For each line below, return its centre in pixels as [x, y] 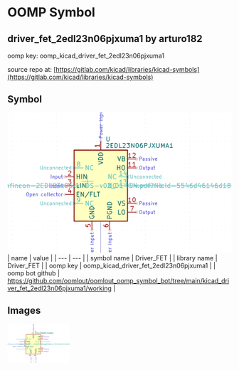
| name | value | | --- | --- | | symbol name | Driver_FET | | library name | [113, 258]
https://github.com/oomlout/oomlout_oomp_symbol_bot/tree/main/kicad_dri [118, 280]
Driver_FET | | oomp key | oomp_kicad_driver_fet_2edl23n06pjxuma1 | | [112, 265]
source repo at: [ [32, 69]
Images [24, 311]
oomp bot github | [34, 273]
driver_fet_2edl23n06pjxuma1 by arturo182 [105, 39]
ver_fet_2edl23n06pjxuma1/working [60, 288]
